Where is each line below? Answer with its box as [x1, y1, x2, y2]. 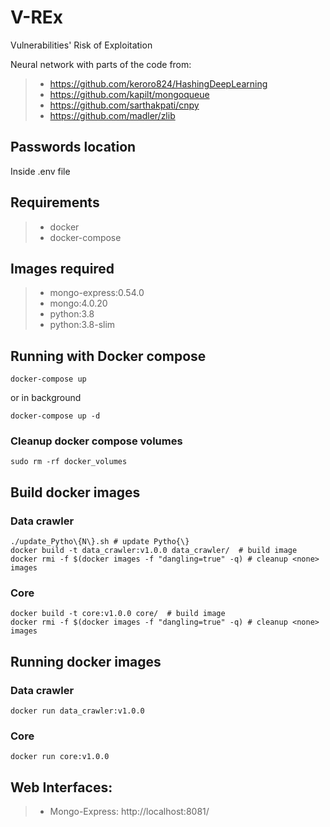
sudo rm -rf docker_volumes [10, 457, 128, 467]
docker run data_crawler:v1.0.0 [10, 706, 145, 716]
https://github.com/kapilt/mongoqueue [49, 88, 210, 100]
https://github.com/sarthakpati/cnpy [49, 99, 200, 111]
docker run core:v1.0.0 [10, 752, 110, 762]
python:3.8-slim [49, 319, 116, 331]
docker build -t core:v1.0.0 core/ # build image [10, 609, 226, 619]
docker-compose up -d [10, 411, 101, 421]
